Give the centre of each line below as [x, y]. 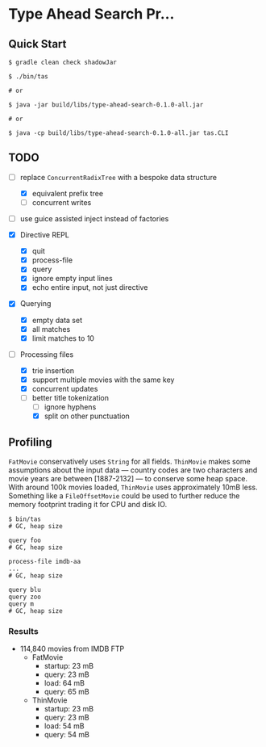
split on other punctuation [87, 416]
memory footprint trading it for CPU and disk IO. [88, 504]
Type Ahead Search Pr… [91, 14]
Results [23, 631]
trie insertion [53, 370]
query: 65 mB [67, 692]
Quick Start [37, 44]
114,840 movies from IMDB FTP [72, 649]
